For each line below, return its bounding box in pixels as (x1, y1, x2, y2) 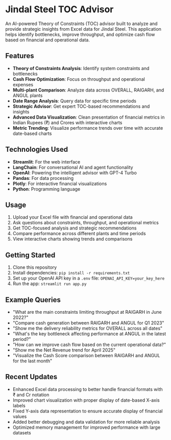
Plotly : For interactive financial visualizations (12, 180, 107, 187)
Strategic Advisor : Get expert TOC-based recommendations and (12, 103, 150, 109)
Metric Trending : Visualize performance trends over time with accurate (12, 125, 163, 131)
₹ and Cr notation (12, 391, 50, 398)
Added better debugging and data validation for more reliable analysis (12, 419, 160, 425)
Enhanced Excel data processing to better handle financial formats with (12, 386, 163, 392)
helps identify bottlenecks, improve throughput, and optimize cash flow (5, 31, 155, 37)
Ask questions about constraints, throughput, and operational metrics (12, 220, 159, 226)
